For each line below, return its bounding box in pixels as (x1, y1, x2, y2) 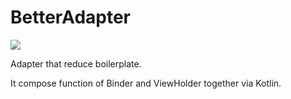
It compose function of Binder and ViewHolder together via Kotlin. (10, 77, 282, 89)
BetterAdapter (10, 6, 131, 29)
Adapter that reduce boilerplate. (10, 57, 142, 70)
